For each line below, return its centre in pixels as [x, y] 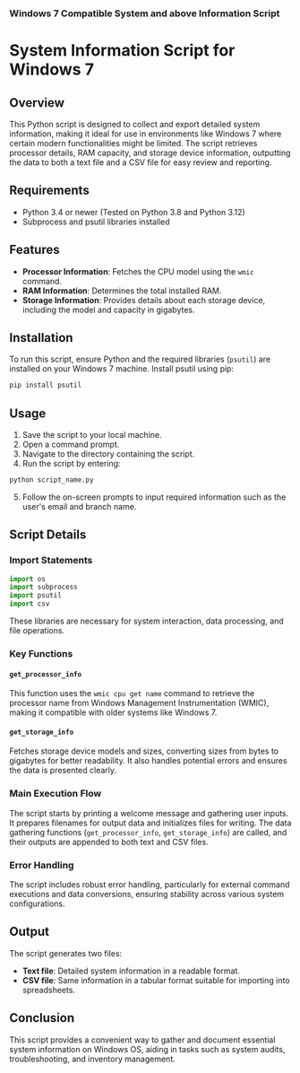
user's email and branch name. [79, 506]
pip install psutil [46, 385]
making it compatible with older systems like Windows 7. [113, 712]
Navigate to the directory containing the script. [108, 454]
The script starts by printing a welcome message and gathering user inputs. [149, 813]
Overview [37, 103]
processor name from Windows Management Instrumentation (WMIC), [139, 703]
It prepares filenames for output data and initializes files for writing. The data [150, 823]
